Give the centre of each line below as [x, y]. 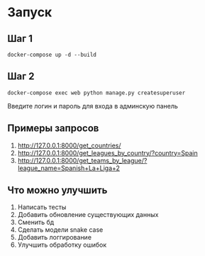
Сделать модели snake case [60, 230]
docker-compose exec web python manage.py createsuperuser [96, 93]
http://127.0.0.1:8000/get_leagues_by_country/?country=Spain [107, 152]
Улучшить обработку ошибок [62, 245]
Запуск [30, 12]
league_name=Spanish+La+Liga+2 [69, 168]
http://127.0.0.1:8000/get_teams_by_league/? [82, 160]
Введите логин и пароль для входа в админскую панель [93, 106]
